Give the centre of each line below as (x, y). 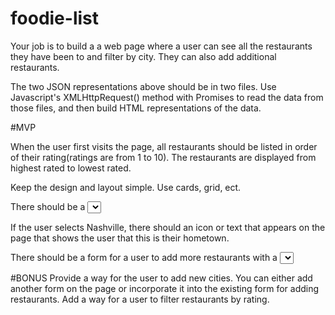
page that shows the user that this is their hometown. (120, 238)
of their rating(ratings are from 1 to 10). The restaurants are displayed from (163, 157)
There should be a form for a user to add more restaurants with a (144, 257)
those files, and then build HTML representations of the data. (136, 108)
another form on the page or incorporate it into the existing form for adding (165, 288)
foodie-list (55, 18)
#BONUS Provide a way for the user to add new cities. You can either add (161, 278)
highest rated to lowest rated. (71, 168)
